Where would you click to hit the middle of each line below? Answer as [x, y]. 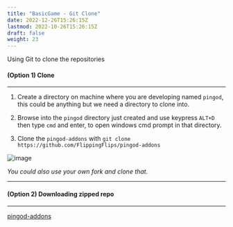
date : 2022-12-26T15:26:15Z [48, 20]
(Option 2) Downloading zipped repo [61, 194]
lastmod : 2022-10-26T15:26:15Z [52, 26]
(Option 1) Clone [31, 75]
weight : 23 [23, 40]
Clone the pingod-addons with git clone [74, 139]
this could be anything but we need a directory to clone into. [103, 104]
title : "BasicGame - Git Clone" [54, 14]
